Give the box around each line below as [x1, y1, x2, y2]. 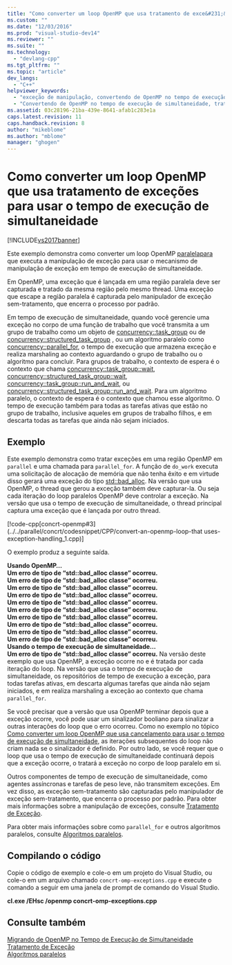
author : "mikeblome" [7, 126, 67, 133]
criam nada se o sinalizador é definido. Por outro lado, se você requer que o [7, 744, 224, 752]
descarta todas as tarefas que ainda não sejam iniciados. [7, 417, 169, 425]
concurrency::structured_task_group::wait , [7, 372, 128, 381]
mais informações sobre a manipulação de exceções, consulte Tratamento [7, 801, 220, 810]
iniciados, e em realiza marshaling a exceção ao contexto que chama [7, 686, 204, 695]
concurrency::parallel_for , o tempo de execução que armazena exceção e [7, 342, 217, 351]
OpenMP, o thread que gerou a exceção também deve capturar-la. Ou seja [7, 484, 220, 492]
